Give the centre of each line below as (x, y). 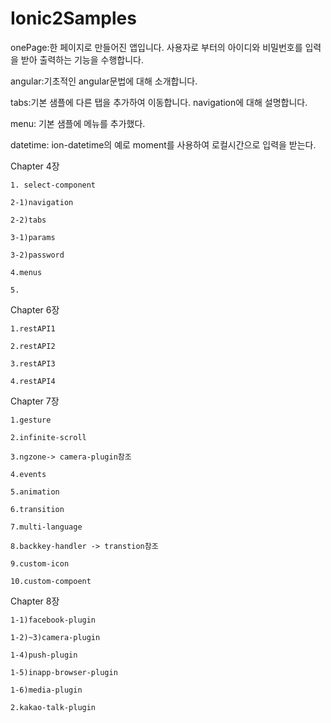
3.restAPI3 (33, 363)
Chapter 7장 (35, 401)
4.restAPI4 (33, 381)
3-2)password (37, 255)
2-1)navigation (42, 202)
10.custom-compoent (51, 581)
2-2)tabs (28, 220)
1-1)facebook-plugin (53, 620)
